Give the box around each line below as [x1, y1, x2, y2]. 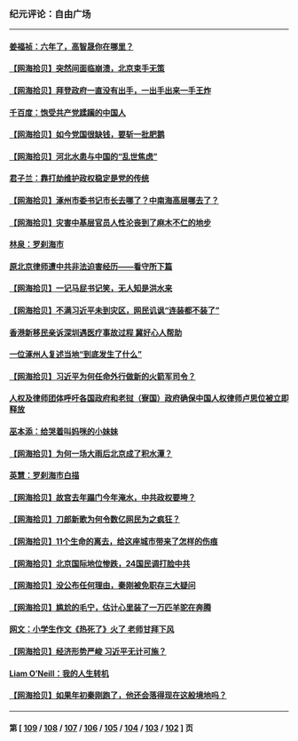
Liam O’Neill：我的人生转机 [9, 668, 109, 679]
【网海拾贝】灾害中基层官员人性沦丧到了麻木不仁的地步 [9, 217, 211, 227]
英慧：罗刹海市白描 [9, 470, 80, 481]
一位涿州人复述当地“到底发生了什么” [9, 349, 143, 360]
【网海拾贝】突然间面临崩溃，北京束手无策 [9, 63, 165, 74]
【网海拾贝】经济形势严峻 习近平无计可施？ [9, 646, 167, 657]
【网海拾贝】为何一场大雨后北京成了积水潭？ [9, 448, 173, 458]
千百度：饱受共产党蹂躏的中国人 [9, 107, 126, 117]
